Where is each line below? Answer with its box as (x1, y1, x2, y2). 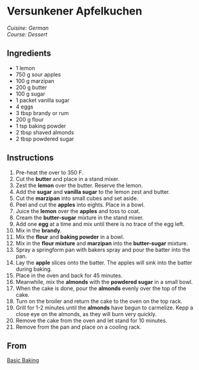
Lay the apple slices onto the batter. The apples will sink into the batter (15, 259, 193, 266)
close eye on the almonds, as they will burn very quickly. (15, 310, 157, 317)
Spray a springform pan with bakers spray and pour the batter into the (15, 246, 191, 253)
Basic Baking (7, 357, 39, 364)
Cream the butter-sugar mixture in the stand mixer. (15, 214, 144, 221)
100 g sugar (15, 90, 46, 97)
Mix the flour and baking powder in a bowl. (15, 233, 125, 240)
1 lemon (15, 64, 35, 71)
